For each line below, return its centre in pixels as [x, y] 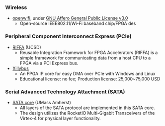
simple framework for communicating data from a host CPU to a [85, 58]
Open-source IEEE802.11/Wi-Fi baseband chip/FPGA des [78, 23]
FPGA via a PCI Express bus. [49, 63]
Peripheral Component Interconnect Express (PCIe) [68, 36]
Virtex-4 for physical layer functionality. [60, 118]
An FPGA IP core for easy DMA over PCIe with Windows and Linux [87, 73]
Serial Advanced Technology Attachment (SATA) [65, 92]
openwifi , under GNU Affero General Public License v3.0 [70, 18]
